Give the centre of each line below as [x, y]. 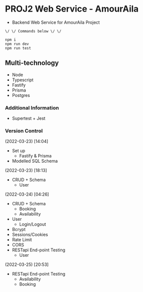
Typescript [23, 80]
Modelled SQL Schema [35, 161]
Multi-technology [32, 63]
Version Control [24, 131]
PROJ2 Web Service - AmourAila [72, 9]
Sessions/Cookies [30, 235]
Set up [19, 151]
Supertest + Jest [29, 118]
